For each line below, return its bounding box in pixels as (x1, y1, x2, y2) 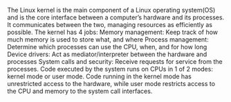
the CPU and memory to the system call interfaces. (7, 87, 153, 95)
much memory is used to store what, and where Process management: (7, 35, 209, 44)
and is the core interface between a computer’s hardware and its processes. (7, 13, 225, 22)
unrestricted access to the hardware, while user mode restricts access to (7, 80, 216, 87)
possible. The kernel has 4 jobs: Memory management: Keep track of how (7, 28, 219, 36)
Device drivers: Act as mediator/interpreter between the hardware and (7, 50, 207, 58)
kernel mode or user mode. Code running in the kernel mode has (7, 72, 192, 80)
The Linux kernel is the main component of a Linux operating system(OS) (7, 6, 216, 14)
